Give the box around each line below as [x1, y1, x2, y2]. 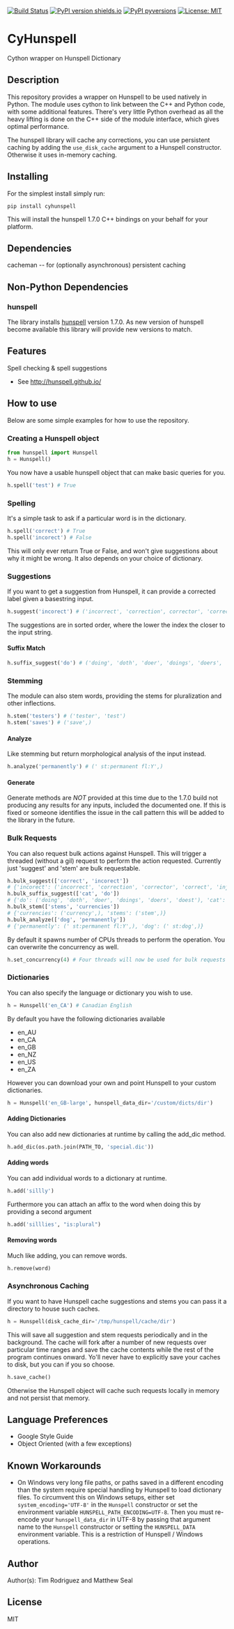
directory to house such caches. [7, 1304, 100, 1313]
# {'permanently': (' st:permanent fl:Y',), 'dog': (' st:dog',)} [7, 923, 204, 930]
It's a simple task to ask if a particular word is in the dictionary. [7, 514, 187, 522]
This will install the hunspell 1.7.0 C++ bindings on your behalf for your [7, 215, 209, 223]
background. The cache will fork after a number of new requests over [7, 1338, 207, 1346]
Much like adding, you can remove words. [7, 1251, 127, 1260]
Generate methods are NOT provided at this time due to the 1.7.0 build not [7, 794, 218, 802]
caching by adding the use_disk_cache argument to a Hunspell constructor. [7, 143, 221, 151]
